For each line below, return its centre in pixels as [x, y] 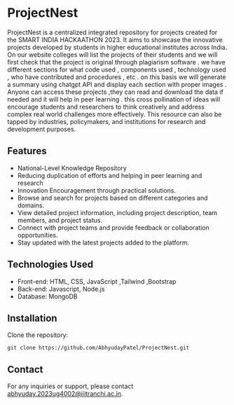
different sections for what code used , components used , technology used [117, 69]
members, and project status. [60, 220]
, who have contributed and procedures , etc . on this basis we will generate [117, 77]
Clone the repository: [38, 335]
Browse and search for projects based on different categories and [112, 198]
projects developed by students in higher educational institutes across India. [117, 47]
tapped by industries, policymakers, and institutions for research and [106, 121]
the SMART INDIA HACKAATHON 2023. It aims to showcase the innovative [115, 39]
